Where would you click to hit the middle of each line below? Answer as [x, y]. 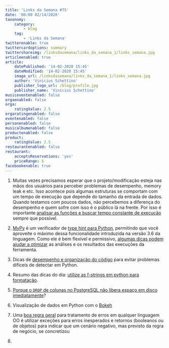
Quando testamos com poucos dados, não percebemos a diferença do [86, 202]
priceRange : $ [29, 161]
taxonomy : [16, 19]
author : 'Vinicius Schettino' [46, 81]
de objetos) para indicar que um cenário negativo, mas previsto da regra [88, 326]
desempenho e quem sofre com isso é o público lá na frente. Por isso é [87, 207]
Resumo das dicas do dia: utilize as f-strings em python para [76, 274]
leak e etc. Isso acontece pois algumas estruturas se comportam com [85, 191]
